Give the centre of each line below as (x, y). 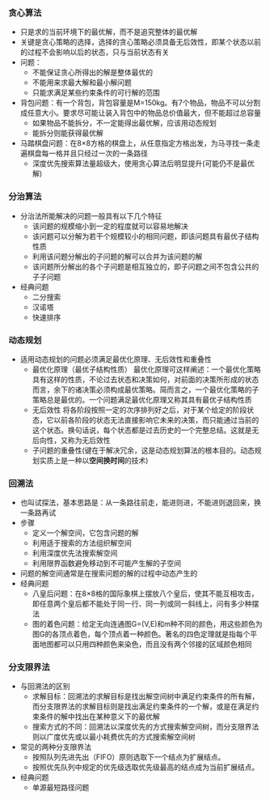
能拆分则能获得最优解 (67, 133)
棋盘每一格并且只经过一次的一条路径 (87, 153)
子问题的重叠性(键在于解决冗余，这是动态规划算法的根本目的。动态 (143, 450)
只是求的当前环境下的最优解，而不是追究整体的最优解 (109, 32)
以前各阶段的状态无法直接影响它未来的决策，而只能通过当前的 (156, 419)
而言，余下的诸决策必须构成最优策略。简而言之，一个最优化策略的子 (146, 389)
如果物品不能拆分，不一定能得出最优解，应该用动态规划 (124, 123)
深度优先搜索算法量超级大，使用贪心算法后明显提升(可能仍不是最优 (143, 164)
